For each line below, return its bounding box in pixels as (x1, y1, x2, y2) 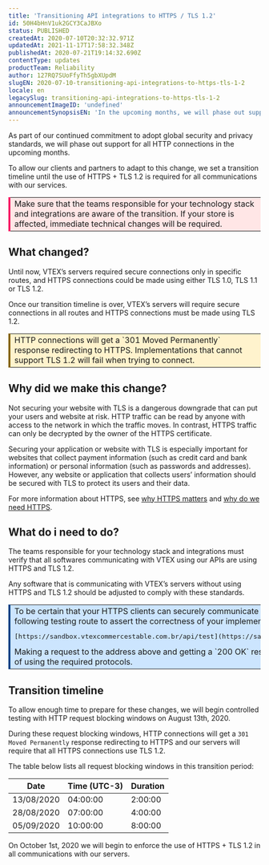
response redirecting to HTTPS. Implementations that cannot (14, 344, 243, 355)
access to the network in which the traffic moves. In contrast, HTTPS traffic (8, 420, 258, 430)
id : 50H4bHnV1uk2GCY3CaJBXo (8, 19, 102, 27)
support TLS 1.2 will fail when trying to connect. (14, 354, 195, 366)
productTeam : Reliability (8, 64, 94, 72)
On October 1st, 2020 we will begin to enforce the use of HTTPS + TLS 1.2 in (8, 841, 261, 851)
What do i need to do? (8, 526, 119, 540)
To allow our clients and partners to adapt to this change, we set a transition (8, 164, 259, 172)
